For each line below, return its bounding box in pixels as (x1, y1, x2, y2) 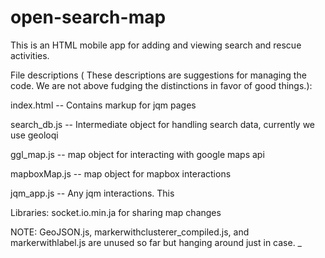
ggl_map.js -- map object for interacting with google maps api (10, 148, 265, 160)
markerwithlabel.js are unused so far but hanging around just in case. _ (10, 236, 302, 248)
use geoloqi (10, 129, 59, 141)
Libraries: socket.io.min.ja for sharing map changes (10, 206, 222, 218)
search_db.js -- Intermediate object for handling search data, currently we (10, 118, 316, 130)
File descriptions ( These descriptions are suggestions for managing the (10, 69, 307, 81)
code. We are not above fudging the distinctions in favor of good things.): (10, 79, 313, 91)
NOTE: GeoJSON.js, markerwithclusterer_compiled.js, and (10, 226, 250, 238)
